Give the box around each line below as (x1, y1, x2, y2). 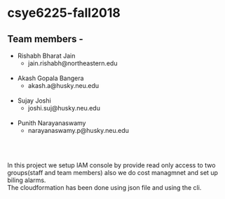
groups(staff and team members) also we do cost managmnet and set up (7, 169, 219, 176)
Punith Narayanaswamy (17, 119, 86, 127)
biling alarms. (7, 176, 46, 184)
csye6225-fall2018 (7, 5, 121, 21)
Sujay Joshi (17, 96, 51, 105)
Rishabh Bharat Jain (17, 51, 76, 60)
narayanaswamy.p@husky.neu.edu (27, 127, 130, 134)
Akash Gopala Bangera (17, 74, 84, 82)
